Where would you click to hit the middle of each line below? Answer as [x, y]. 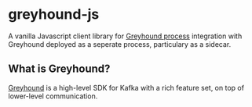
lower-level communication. [53, 96]
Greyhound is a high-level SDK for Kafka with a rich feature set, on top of [126, 87]
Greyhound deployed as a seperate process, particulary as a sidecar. [120, 44]
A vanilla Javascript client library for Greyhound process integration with [125, 36]
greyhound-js [54, 14]
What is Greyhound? [59, 69]
